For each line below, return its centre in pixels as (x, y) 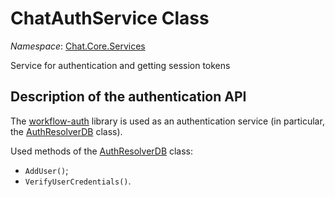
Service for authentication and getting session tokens (120, 65)
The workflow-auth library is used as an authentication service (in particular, (167, 121)
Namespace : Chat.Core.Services (78, 46)
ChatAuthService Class (110, 18)
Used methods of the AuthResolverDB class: (102, 151)
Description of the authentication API (128, 97)
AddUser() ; (46, 170)
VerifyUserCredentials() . (78, 181)
